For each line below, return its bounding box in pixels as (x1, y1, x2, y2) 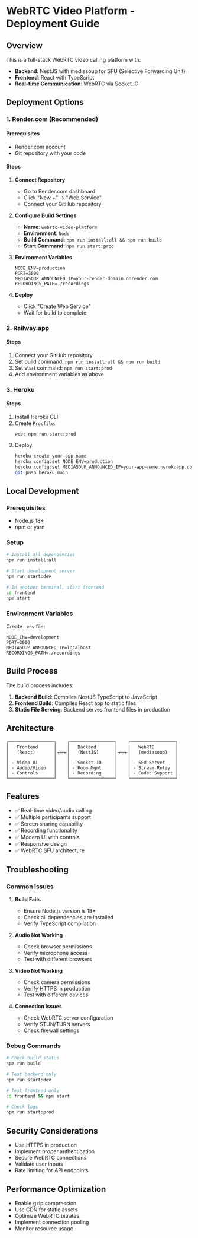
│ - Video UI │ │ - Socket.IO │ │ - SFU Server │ (6, 760, 178, 766)
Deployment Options (6, 97, 84, 107)
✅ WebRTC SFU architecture (14, 847, 85, 854)
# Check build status (6, 1055, 60, 1061)
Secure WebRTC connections (14, 1154, 87, 1161)
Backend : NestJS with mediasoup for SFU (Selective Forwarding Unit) (14, 68, 186, 75)
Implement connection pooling (14, 1218, 89, 1226)
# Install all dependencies (6, 552, 76, 558)
